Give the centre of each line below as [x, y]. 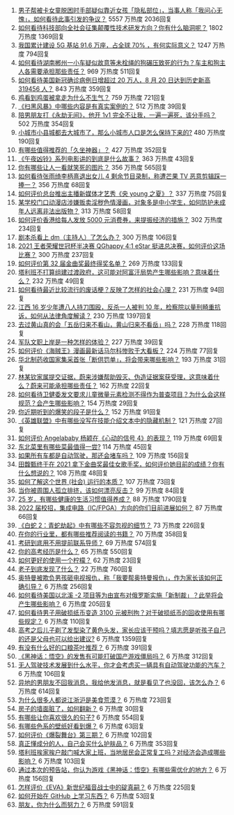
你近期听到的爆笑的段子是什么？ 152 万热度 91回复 [90, 412]
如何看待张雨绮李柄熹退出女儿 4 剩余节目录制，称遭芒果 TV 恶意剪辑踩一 [122, 176]
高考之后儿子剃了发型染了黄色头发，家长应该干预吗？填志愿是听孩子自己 [122, 630]
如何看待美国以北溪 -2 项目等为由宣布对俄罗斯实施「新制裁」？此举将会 [120, 595]
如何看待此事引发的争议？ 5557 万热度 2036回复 [103, 19]
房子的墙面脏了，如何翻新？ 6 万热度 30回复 [81, 708]
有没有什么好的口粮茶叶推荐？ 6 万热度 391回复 [86, 647]
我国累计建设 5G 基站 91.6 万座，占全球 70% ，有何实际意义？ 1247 [115, 45]
